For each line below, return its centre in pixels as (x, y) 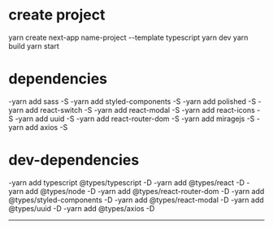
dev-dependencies (74, 160)
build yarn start (34, 45)
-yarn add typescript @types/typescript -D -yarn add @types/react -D (127, 182)
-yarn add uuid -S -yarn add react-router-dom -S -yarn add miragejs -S (135, 119)
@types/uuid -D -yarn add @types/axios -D (82, 208)
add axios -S (47, 127)
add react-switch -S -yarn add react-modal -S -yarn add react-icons (141, 110)
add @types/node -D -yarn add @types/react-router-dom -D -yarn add (145, 191)
